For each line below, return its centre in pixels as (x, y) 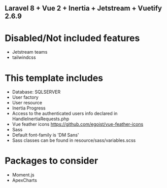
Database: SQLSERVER (36, 92)
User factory (25, 97)
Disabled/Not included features (72, 38)
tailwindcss (24, 57)
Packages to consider (52, 161)
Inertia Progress (29, 108)
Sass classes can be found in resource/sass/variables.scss (74, 140)
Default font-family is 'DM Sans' (45, 135)
